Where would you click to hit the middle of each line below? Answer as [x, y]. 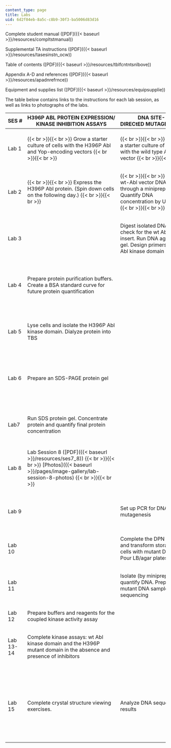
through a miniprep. [144, 189]
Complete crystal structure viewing [69, 703]
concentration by [141, 202]
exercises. [39, 709]
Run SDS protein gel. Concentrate [67, 418]
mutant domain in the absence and [69, 650]
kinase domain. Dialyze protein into [69, 332]
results [128, 709]
